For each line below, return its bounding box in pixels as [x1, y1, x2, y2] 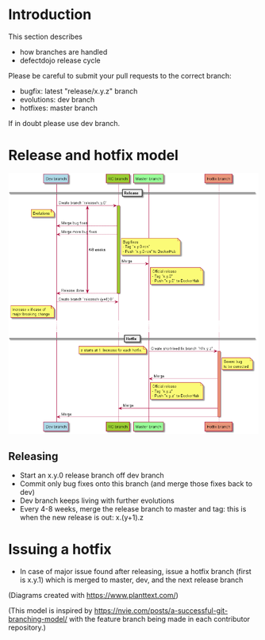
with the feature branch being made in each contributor [68, 615, 251, 624]
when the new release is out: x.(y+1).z [19, 513, 144, 523]
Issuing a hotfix [8, 541, 113, 558]
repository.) [8, 623, 46, 632]
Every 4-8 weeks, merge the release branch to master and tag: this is [19, 504, 247, 514]
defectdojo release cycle [19, 56, 101, 65]
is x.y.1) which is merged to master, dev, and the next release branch [19, 575, 244, 584]
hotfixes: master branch [19, 103, 98, 113]
